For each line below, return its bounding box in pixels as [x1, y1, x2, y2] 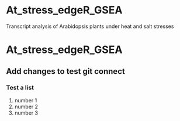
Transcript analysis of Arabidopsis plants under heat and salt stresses [6, 23, 174, 30]
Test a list [6, 84, 34, 92]
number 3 [14, 109, 39, 116]
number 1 [14, 97, 37, 104]
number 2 [14, 103, 39, 110]
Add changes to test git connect [6, 66, 126, 76]
